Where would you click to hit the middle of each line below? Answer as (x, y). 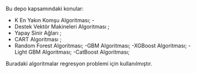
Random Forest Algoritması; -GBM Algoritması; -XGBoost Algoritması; (101, 45)
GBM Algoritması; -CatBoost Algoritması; (79, 52)
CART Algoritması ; (38, 39)
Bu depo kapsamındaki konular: (45, 9)
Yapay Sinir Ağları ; (38, 33)
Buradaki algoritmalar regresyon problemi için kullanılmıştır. (79, 63)
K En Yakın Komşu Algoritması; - (54, 20)
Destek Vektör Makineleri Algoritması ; (62, 27)
